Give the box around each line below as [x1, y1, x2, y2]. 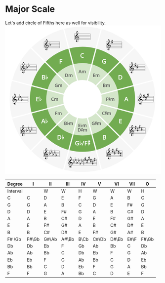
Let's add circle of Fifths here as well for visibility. [5, 20, 106, 26]
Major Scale [5, 3, 55, 15]
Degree [7, 181, 23, 187]
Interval [7, 188, 23, 194]
